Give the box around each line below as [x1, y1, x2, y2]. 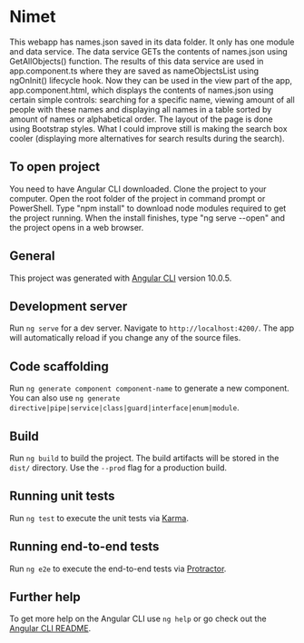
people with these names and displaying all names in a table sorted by [9, 104, 272, 114]
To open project [9, 159, 101, 174]
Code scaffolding [9, 359, 109, 374]
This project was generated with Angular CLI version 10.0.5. [9, 272, 232, 283]
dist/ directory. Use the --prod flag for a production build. [9, 462, 227, 473]
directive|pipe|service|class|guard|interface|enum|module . [9, 402, 240, 413]
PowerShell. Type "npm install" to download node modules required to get [9, 203, 287, 213]
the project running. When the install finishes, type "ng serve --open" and [9, 212, 286, 223]
